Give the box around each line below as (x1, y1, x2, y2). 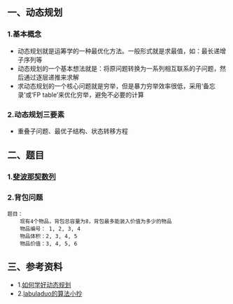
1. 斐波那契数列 (7, 172, 56, 182)
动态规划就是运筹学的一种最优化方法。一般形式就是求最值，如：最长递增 (17, 46, 226, 55)
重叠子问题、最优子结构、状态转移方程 (17, 127, 128, 135)
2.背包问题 (7, 193, 43, 202)
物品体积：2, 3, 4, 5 (20, 233, 78, 240)
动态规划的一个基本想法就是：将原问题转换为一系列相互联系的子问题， (17, 64, 220, 72)
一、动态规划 (7, 6, 63, 19)
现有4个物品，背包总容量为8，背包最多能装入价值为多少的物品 (20, 218, 172, 225)
